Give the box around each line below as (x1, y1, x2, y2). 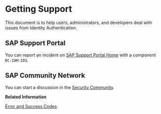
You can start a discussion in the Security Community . (5, 84, 115, 90)
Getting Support (5, 3, 72, 15)
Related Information (5, 94, 47, 100)
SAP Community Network (5, 71, 85, 80)
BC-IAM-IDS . (5, 57, 28, 63)
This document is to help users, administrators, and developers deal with (5, 20, 152, 25)
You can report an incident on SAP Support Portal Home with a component (5, 52, 156, 58)
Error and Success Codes (5, 103, 57, 109)
